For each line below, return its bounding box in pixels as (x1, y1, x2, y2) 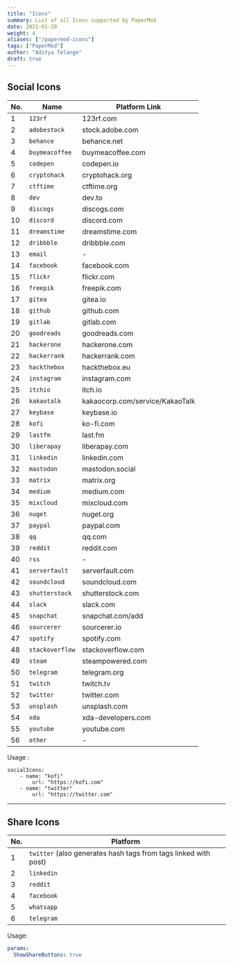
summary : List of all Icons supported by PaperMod (7, 17, 157, 24)
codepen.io (82, 159, 119, 168)
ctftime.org (82, 182, 118, 191)
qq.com (82, 531, 107, 541)
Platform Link (116, 102, 162, 111)
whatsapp (28, 903, 58, 911)
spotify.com (82, 634, 121, 643)
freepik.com (82, 283, 121, 293)
